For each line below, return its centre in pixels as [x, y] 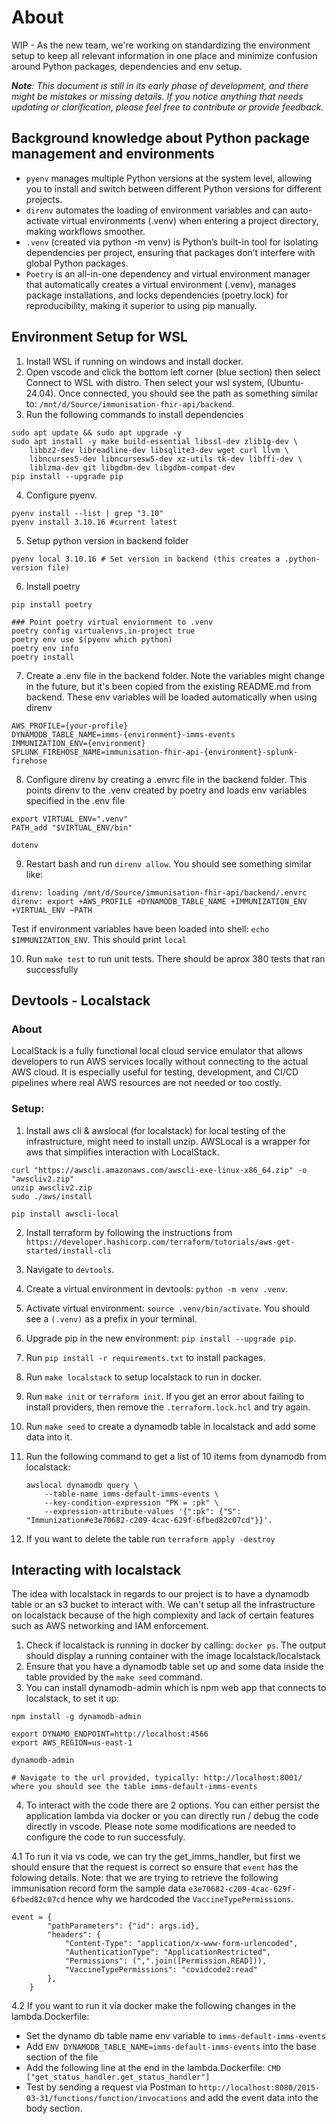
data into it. [49, 1437]
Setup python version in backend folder [107, 540]
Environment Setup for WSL [99, 337]
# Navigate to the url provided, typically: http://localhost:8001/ [157, 1778]
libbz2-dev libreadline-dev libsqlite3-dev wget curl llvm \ [159, 450]
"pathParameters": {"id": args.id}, [123, 1926]
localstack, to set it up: [72, 1698]
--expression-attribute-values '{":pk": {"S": [143, 1511]
